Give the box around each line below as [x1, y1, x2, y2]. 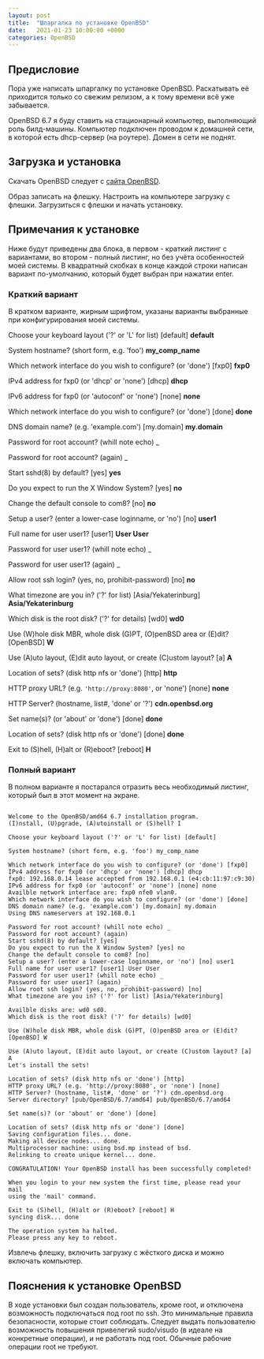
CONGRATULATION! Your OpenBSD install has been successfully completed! [8, 1165, 252, 1173]
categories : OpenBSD [8, 33, 76, 42]
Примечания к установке [8, 223, 140, 237]
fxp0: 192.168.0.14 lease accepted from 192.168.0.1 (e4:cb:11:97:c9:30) [8, 875, 256, 883]
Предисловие [8, 62, 80, 76]
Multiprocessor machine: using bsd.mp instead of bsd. [8, 1144, 192, 1152]
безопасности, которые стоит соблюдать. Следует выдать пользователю [8, 1317, 256, 1327]
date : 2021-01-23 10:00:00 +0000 [8, 26, 125, 34]
